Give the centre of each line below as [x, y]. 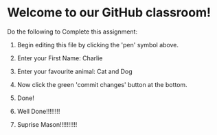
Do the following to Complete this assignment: [72, 32]
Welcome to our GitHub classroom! [109, 13]
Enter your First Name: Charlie [60, 58]
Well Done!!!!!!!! [38, 111]
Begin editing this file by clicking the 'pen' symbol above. [98, 45]
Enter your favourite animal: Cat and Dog [75, 71]
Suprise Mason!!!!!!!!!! [47, 124]
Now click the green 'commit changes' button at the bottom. [102, 84]
